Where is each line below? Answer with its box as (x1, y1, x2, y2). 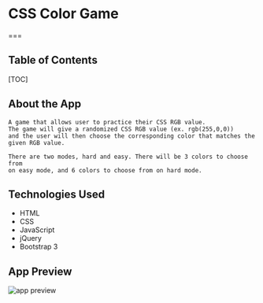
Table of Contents (8, 54, 98, 67)
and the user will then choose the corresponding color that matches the (8, 131, 256, 140)
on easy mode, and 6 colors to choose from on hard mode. (8, 166, 202, 174)
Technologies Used (8, 187, 105, 201)
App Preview (8, 264, 72, 278)
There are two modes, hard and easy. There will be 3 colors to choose (8, 153, 248, 161)
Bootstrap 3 (19, 242, 58, 252)
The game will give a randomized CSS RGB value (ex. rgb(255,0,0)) (8, 125, 235, 133)
